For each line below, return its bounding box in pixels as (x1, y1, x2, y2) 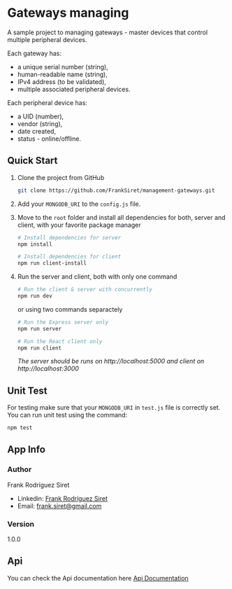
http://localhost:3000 (17, 364, 79, 373)
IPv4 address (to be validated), (17, 77, 107, 85)
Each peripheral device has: (7, 98, 87, 106)
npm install (17, 240, 52, 248)
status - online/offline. (17, 134, 82, 143)
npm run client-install (17, 260, 87, 267)
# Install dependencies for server (17, 234, 122, 241)
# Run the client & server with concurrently (17, 286, 152, 293)
